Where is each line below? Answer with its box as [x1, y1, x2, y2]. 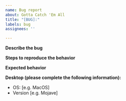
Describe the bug [5, 45, 43, 51]
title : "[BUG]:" [5, 17, 40, 22]
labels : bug [5, 21, 31, 27]
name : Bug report [5, 7, 42, 13]
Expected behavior [5, 65, 46, 71]
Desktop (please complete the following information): [5, 74, 121, 81]
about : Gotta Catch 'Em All [5, 12, 65, 17]
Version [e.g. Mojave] [12, 90, 58, 96]
